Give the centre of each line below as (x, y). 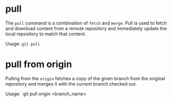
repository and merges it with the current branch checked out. (71, 84)
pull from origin (39, 65)
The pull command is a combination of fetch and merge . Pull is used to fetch (86, 23)
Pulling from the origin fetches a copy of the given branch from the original (85, 78)
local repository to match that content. (46, 34)
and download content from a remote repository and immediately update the (86, 28)
